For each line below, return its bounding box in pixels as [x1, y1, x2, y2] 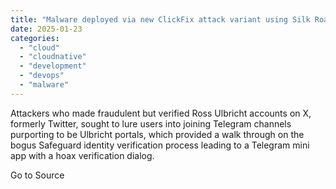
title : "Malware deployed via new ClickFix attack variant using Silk [10, 14, 311, 25]
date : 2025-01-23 [10, 24, 83, 34]
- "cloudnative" [19, 52, 87, 62]
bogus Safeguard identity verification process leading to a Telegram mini [10, 139, 310, 151]
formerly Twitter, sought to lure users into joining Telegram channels [10, 117, 292, 130]
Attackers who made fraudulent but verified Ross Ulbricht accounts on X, [10, 107, 312, 119]
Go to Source [10, 169, 65, 181]
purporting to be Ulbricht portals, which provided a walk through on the [10, 128, 305, 140]
